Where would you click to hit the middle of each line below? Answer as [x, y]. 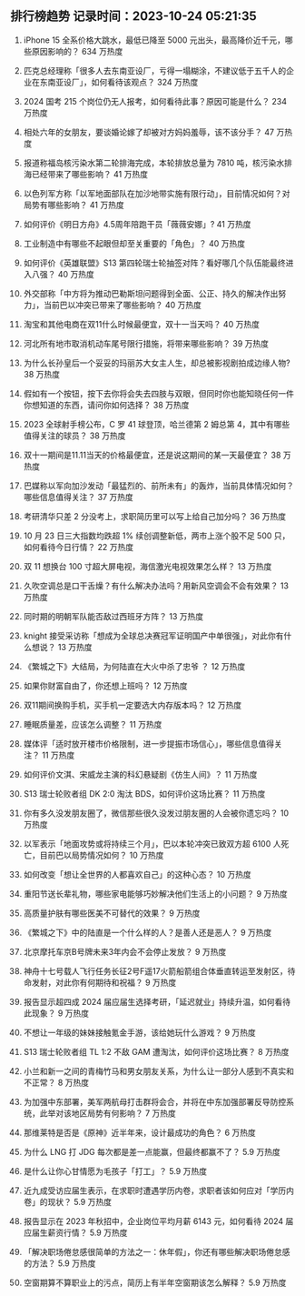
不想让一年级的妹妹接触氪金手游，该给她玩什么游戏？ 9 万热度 [140, 1032]
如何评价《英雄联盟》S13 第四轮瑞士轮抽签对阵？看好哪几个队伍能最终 [155, 263]
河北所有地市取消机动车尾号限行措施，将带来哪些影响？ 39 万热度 [146, 343]
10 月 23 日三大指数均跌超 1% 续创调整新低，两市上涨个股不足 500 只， [157, 536]
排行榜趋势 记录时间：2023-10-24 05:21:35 [133, 16]
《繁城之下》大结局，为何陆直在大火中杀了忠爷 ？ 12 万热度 [134, 666]
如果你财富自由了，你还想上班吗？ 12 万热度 [105, 686]
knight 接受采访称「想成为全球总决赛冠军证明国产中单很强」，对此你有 [153, 636]
